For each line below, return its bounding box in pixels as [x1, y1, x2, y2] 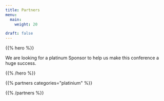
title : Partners [5, 7, 40, 13]
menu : [5, 12, 17, 17]
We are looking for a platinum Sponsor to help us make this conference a [5, 55, 159, 61]
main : [10, 17, 22, 22]
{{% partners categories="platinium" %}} [5, 80, 93, 86]
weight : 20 [14, 21, 38, 27]
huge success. [5, 60, 36, 66]
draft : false [5, 31, 33, 36]
